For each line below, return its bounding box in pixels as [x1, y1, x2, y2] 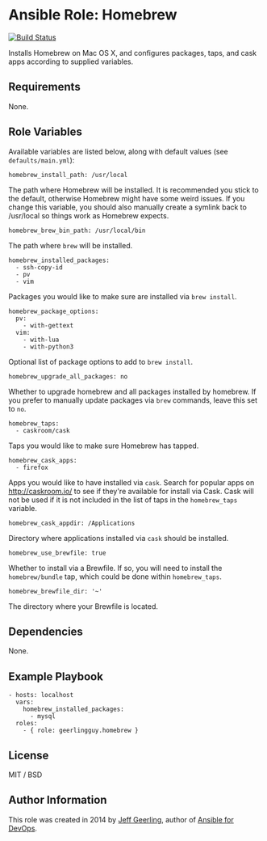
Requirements [8, 80, 81, 94]
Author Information [8, 793, 107, 807]
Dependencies [8, 624, 83, 638]
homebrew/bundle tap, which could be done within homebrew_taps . [8, 572, 222, 581]
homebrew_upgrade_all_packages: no [8, 372, 128, 381]
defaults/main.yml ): [8, 155, 75, 165]
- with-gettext [23, 321, 74, 329]
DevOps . [8, 823, 38, 833]
